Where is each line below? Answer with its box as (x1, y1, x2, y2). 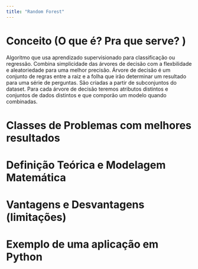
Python (6, 250, 43, 264)
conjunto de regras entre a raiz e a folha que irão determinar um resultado (6, 72, 187, 80)
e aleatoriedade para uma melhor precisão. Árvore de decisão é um (6, 66, 171, 73)
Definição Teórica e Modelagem (6, 158, 166, 172)
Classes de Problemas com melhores (6, 119, 192, 132)
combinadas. (6, 98, 38, 105)
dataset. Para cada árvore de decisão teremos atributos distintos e (6, 85, 168, 92)
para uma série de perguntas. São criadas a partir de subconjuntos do (6, 79, 177, 86)
